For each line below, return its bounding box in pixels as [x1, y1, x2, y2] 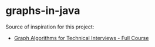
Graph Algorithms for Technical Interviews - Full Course [14, 34, 149, 41]
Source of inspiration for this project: [5, 23, 95, 30]
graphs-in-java [5, 4, 80, 17]
